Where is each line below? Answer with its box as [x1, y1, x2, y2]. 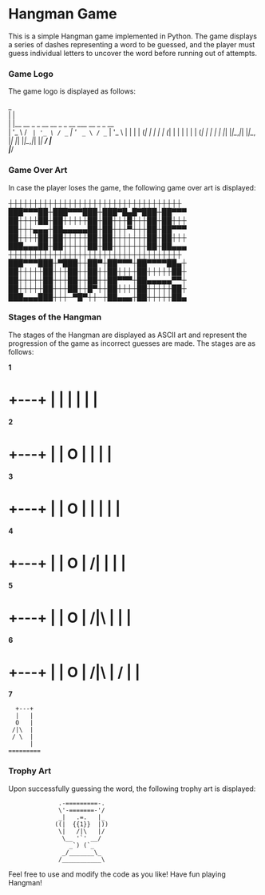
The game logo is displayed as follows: [8, 86, 136, 96]
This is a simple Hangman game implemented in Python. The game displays [8, 31, 258, 41]
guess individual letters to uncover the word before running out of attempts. [8, 48, 258, 58]
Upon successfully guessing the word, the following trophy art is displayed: [8, 784, 256, 793]
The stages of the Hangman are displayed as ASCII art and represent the [8, 330, 247, 339]
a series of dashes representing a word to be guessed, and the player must [8, 39, 255, 49]
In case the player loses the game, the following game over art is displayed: [8, 183, 256, 192]
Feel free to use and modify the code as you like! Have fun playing [8, 869, 226, 879]
